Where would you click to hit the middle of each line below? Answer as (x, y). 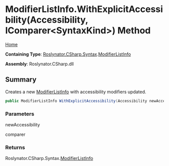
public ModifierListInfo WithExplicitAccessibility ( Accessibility (76, 101)
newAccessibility (23, 124)
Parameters (20, 114)
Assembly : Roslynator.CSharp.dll (39, 64)
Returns (15, 147)
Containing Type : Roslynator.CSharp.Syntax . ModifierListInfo (68, 54)
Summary (21, 79)
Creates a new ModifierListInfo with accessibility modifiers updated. (76, 92)
